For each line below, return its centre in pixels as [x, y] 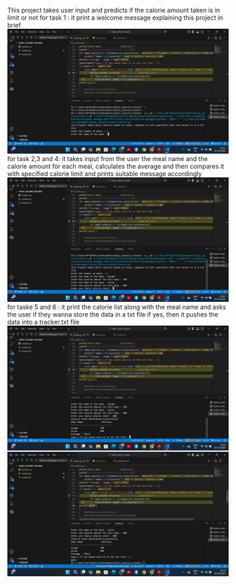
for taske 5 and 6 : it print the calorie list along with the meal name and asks [117, 307]
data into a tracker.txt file [43, 322]
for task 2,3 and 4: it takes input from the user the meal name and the [108, 158]
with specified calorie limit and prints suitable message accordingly [105, 173]
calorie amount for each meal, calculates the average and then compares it [116, 166]
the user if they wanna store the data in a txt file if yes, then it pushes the [113, 315]
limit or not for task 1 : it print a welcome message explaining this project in [115, 18]
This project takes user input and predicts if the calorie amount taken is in [114, 10]
